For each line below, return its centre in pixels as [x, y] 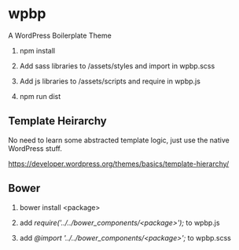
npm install [37, 50]
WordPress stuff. [35, 148]
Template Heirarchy [58, 121]
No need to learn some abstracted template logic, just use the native [119, 140]
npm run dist [40, 96]
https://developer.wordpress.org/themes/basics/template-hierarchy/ [119, 164]
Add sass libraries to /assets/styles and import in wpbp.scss [117, 66]
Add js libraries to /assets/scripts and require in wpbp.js [110, 81]
